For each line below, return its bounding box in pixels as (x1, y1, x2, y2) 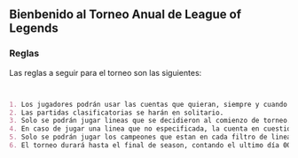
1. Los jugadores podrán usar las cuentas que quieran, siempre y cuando (9, 100, 288, 109)
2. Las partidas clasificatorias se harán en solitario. (9, 108, 224, 117)
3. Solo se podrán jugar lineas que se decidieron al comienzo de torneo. (9, 117, 292, 125)
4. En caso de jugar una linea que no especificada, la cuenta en (9, 124, 260, 133)
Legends (9, 21, 59, 36)
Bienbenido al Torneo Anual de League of (9, 7, 242, 22)
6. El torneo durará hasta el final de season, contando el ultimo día (9, 141, 279, 150)
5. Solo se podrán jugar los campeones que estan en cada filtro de (9, 132, 268, 142)
